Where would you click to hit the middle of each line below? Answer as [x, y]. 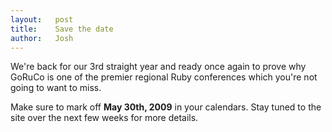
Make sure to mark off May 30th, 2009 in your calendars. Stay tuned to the [166, 107]
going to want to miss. [56, 88]
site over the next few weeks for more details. [104, 118]
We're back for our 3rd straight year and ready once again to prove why [158, 67]
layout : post [42, 19]
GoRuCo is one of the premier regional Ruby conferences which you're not [164, 77]
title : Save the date [62, 29]
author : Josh [42, 38]
